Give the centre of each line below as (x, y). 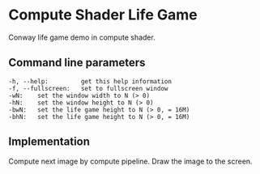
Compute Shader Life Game (103, 15)
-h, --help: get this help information (90, 81)
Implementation (49, 142)
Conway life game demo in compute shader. (82, 37)
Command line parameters (77, 63)
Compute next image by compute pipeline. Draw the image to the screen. (130, 161)
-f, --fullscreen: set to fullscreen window (88, 88)
